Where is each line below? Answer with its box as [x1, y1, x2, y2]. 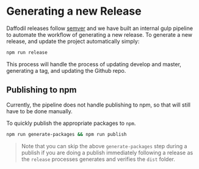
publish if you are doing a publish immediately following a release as [21, 149, 194, 156]
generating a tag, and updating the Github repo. [6, 67, 126, 74]
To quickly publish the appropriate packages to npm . [6, 119, 136, 127]
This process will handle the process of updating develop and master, [6, 60, 182, 68]
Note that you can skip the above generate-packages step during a [21, 142, 187, 149]
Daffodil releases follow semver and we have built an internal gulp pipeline [6, 24, 194, 32]
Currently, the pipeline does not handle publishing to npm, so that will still [6, 101, 191, 108]
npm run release [6, 49, 48, 56]
